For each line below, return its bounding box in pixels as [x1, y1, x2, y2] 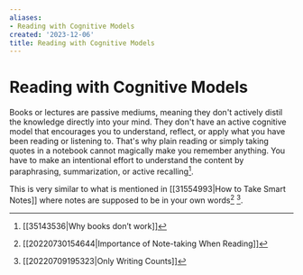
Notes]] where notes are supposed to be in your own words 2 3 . [9, 193, 243, 206]
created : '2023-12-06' [9, 30, 95, 39]
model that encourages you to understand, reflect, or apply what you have [9, 126, 286, 137]
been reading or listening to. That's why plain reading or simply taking [9, 136, 269, 147]
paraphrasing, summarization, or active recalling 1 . [9, 164, 194, 177]
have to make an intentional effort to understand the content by [9, 155, 244, 166]
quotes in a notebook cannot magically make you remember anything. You [9, 145, 286, 156]
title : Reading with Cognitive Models [9, 38, 155, 48]
